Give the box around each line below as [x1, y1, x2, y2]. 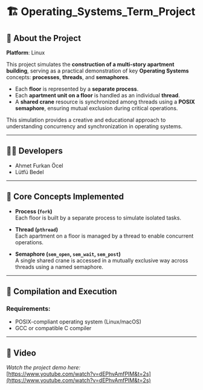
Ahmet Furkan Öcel [14, 161, 63, 169]
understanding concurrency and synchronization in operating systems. [6, 123, 183, 130]
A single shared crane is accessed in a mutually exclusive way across [14, 256, 188, 264]
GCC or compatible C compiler [14, 325, 92, 332]
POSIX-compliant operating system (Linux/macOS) [14, 318, 142, 325]
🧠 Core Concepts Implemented [6, 192, 124, 202]
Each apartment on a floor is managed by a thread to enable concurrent [14, 232, 194, 239]
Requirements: [6, 304, 51, 313]
